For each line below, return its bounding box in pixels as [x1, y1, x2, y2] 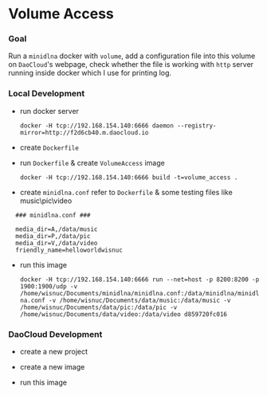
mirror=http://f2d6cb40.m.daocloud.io [19, 128, 149, 136]
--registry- [176, 121, 217, 130]
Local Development [8, 88, 85, 100]
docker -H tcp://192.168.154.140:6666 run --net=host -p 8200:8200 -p [19, 276, 260, 284]
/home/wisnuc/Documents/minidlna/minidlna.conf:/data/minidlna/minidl [19, 289, 260, 297]
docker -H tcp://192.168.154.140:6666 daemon [19, 121, 174, 130]
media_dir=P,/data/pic [15, 232, 91, 240]
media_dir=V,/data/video [15, 239, 98, 247]
